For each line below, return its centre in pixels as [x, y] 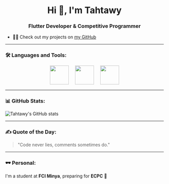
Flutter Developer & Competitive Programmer [84, 26]
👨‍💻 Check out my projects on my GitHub [54, 37]
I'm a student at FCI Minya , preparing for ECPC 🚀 [56, 176]
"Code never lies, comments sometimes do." [64, 145]
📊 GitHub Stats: [25, 101]
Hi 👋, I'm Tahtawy [84, 10]
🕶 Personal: [21, 163]
